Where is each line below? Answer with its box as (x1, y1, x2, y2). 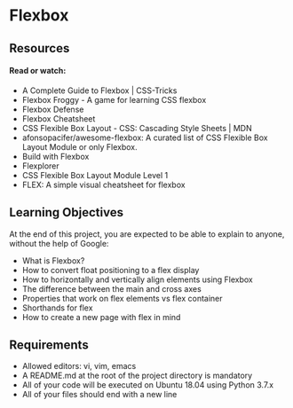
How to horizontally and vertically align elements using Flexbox (21, 274, 253, 285)
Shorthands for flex (21, 302, 93, 313)
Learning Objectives (9, 205, 124, 220)
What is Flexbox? (21, 255, 85, 266)
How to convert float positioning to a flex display (21, 264, 200, 275)
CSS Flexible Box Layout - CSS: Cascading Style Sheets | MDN (21, 122, 252, 133)
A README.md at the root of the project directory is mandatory (21, 370, 253, 381)
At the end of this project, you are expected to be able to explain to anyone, (9, 228, 285, 239)
